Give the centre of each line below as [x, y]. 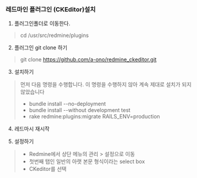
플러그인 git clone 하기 [41, 48]
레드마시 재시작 [32, 129]
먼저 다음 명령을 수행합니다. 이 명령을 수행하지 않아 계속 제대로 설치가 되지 [106, 85]
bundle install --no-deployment [68, 104]
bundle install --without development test [80, 110]
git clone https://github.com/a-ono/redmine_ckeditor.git [88, 60]
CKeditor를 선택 [48, 169]
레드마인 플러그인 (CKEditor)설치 [51, 9]
